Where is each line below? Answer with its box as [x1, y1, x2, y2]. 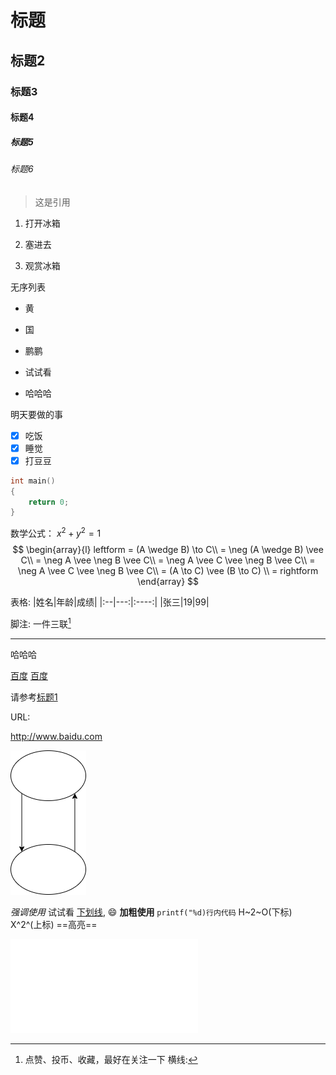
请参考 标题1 [10, 691, 58, 703]
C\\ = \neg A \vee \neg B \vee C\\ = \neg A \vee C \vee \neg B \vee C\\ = [20, 554, 316, 566]
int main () [10, 476, 56, 486]
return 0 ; [28, 497, 70, 507]
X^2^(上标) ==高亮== [10, 918, 98, 930]
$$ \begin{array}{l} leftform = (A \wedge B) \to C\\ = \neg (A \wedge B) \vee [12, 544, 324, 556]
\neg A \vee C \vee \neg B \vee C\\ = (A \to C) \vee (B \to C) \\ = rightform [17, 565, 319, 577]
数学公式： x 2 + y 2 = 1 [10, 526, 102, 540]
